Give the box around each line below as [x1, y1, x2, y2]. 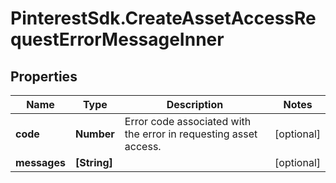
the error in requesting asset [124, 127, 258, 141]
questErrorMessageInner [10, 28, 225, 51]
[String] [74, 156, 113, 169]
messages [15, 156, 66, 169]
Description [166, 98, 224, 111]
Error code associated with [124, 115, 252, 128]
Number [74, 127, 115, 141]
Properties [10, 68, 78, 85]
